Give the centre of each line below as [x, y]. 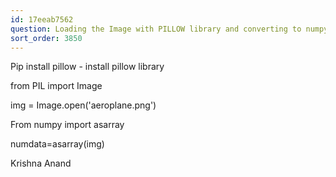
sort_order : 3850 [46, 38]
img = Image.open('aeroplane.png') [83, 105]
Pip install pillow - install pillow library [87, 67]
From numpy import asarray [67, 125]
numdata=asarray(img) [57, 144]
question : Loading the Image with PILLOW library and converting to [156, 29]
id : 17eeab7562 [42, 19]
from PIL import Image [56, 86]
